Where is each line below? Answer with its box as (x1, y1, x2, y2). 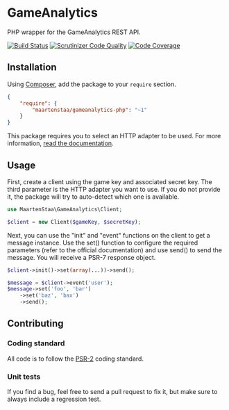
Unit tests (7, 372, 41, 382)
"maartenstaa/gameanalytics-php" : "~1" (32, 106, 148, 113)
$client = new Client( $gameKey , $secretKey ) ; (7, 218, 141, 225)
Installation (7, 61, 57, 74)
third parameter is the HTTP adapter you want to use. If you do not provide (7, 185, 221, 193)
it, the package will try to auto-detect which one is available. (7, 192, 180, 201)
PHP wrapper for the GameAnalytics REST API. (7, 28, 141, 36)
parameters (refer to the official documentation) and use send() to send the (7, 245, 222, 254)
